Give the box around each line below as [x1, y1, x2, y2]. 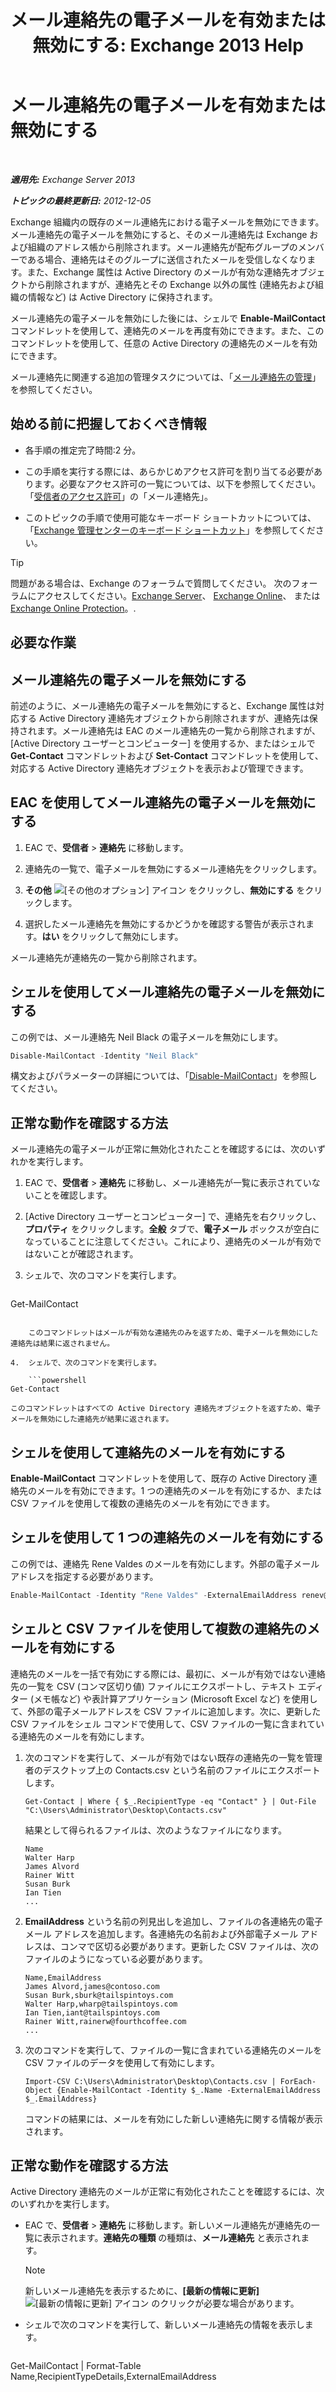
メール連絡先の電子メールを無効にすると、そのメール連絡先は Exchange [10, 228, 308, 240]
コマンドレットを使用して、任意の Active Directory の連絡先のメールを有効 [10, 337, 318, 349]
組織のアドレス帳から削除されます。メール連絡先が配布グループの [27, 241, 298, 253]
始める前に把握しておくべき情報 [10, 416, 207, 433]
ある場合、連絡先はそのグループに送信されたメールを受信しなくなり [27, 253, 308, 265]
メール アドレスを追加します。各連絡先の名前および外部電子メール [24, 1927, 299, 1940]
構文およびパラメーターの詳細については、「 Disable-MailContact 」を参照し [10, 1070, 318, 1082]
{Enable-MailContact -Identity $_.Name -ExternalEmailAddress [56, 2085, 322, 2095]
